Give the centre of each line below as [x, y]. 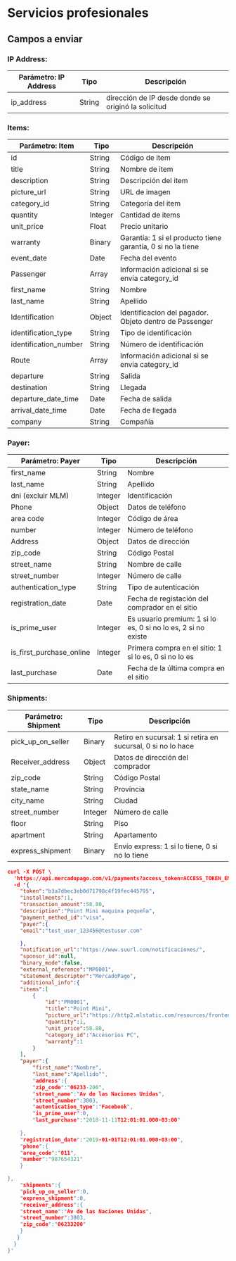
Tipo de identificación [156, 333]
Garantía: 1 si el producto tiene [171, 238]
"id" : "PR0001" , [67, 1002]
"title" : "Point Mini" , [78, 1009]
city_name [27, 801]
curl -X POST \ [29, 872]
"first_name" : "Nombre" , [67, 1068]
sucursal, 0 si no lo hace [154, 746]
